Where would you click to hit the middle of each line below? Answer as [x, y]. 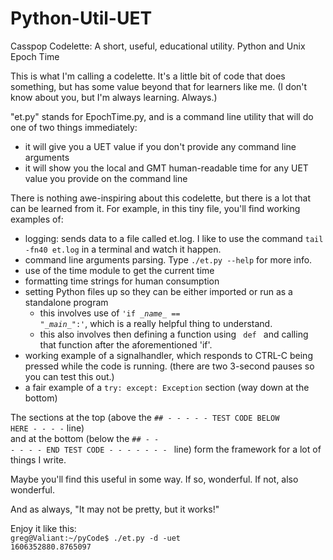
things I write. [38, 459]
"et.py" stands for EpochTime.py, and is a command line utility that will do [162, 116]
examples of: [37, 219]
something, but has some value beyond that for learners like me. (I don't [159, 86]
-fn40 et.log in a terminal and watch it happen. [123, 249]
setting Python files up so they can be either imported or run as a [158, 291]
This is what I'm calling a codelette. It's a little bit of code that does [148, 76]
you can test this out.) [69, 376]
